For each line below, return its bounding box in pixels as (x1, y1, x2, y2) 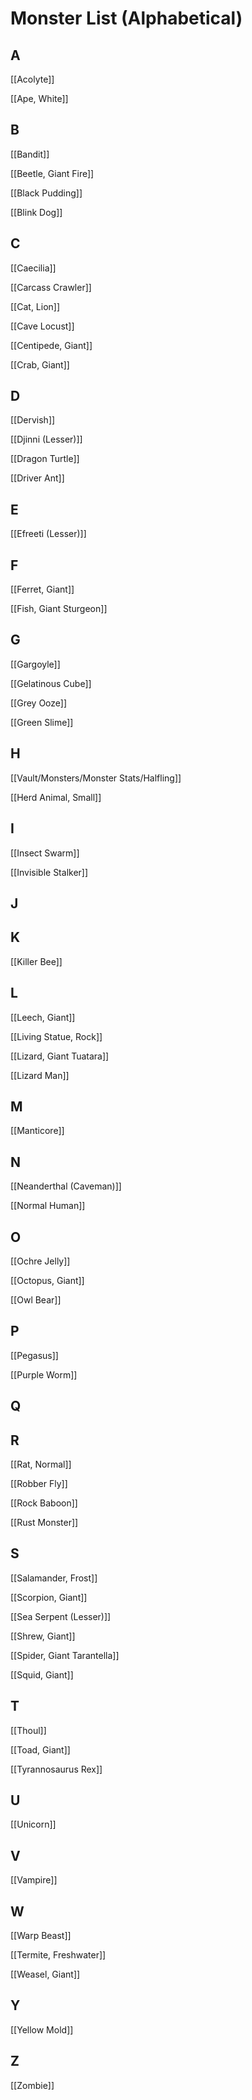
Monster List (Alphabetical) (10, 7, 243, 30)
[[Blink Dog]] (10, 206, 63, 218)
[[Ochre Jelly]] (10, 1255, 71, 1267)
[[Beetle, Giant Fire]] (10, 167, 95, 179)
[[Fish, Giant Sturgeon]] (10, 603, 108, 615)
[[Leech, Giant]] (10, 1011, 76, 1023)
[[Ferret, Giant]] (10, 583, 75, 596)
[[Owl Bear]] (10, 1293, 62, 1306)
